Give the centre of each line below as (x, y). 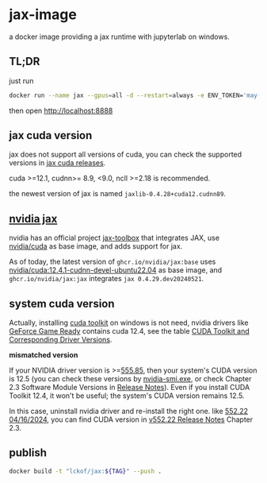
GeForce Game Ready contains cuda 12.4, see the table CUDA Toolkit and (130, 331)
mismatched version (44, 355)
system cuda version (62, 303)
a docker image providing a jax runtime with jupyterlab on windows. (120, 37)
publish (28, 453)
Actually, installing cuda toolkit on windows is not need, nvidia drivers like (129, 323)
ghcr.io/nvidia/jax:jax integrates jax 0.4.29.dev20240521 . (107, 279)
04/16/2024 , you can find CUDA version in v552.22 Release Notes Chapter (131, 419)
